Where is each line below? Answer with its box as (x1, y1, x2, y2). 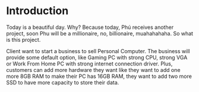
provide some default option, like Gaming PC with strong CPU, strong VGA (6, 54, 188, 61)
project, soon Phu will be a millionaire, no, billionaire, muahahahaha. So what (6, 29, 194, 37)
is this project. (6, 36, 41, 43)
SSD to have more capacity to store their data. (6, 78, 119, 86)
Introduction (6, 4, 69, 18)
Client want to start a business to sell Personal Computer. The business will (6, 47, 190, 54)
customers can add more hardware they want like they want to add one (6, 66, 181, 73)
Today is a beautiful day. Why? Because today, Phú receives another (6, 24, 174, 31)
